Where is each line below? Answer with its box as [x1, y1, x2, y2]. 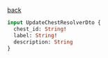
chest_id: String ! [13, 26, 68, 32]
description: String [13, 38, 73, 46]
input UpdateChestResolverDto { [7, 19, 101, 26]
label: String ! [13, 32, 58, 39]
